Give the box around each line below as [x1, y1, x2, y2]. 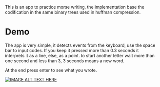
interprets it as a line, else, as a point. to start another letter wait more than [5, 52, 155, 58]
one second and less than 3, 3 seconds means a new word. [5, 58, 124, 64]
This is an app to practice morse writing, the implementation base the [5, 4, 145, 10]
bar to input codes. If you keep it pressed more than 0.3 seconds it [5, 47, 139, 53]
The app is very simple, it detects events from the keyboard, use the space [5, 42, 156, 48]
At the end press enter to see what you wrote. [5, 67, 97, 73]
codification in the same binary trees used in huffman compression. [5, 9, 141, 15]
